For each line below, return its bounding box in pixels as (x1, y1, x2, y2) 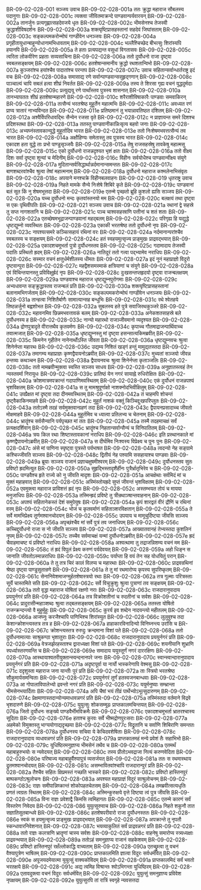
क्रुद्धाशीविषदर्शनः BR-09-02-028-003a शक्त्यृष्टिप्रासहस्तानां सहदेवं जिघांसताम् (6, 26, 162, 33)
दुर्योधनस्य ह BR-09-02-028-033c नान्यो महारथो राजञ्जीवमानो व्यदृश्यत (6, 316, 152, 323)
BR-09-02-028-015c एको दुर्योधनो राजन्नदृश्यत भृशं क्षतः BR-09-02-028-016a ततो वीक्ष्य (6, 148, 192, 154)
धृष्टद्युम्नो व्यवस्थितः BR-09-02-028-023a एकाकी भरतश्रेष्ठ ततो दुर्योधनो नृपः (6, 222, 160, 229)
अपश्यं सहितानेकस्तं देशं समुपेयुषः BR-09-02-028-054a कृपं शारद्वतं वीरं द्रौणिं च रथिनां (20, 499, 191, 505)
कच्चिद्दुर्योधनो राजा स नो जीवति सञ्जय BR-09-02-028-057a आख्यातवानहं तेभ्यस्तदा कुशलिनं (6, 526, 192, 532)
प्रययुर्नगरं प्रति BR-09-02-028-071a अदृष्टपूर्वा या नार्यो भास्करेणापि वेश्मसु (6, 661, 152, 667)
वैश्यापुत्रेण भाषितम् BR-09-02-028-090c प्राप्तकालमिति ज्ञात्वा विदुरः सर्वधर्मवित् (6, 850, 162, 856)
